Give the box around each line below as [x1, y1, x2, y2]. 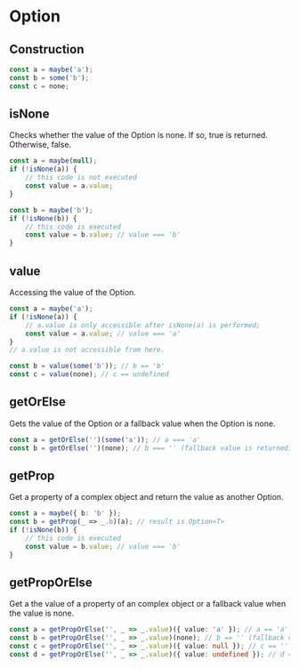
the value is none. [9, 608, 75, 619]
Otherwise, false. [9, 140, 72, 150]
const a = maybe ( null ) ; [9, 157, 98, 165]
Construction [9, 42, 85, 57]
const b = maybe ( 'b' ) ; [9, 205, 93, 214]
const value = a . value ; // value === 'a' [25, 329, 181, 338]
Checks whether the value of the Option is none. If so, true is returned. [9, 130, 269, 141]
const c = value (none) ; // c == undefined [9, 370, 169, 379]
